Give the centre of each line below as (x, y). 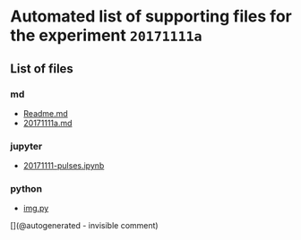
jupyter (26, 146)
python (26, 189)
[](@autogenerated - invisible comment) (85, 226)
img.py (36, 209)
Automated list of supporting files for (151, 17)
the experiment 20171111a (106, 35)
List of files (42, 69)
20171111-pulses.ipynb (64, 166)
